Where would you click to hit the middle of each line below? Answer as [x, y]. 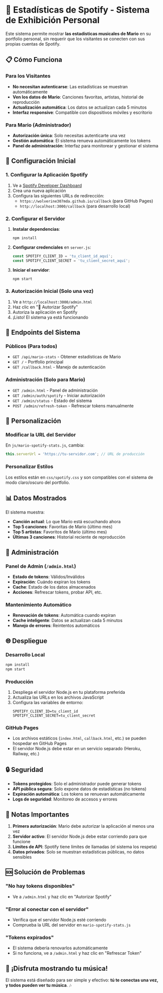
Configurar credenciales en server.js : [52, 247]
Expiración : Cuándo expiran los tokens [51, 582]
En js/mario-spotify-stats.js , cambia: [45, 445]
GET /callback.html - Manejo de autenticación [59, 367]
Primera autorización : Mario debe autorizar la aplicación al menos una [83, 826]
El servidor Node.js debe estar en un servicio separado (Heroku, [77, 749]
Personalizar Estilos [30, 466]
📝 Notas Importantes [37, 814]
